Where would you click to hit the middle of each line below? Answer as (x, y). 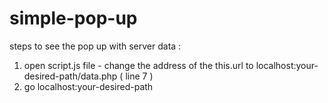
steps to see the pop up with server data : (95, 46)
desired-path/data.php (70, 76)
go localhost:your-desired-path (88, 86)
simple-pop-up (73, 18)
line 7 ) (139, 76)
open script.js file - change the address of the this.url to (138, 65)
